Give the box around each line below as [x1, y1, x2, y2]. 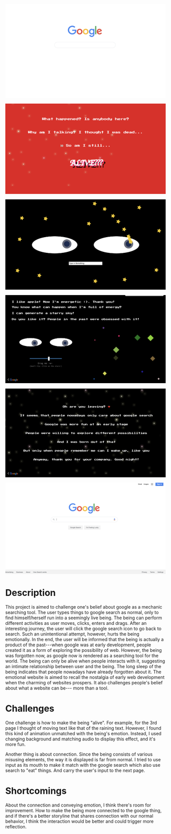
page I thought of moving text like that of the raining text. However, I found [5, 725, 161, 731]
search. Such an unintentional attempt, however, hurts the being [5, 631, 140, 637]
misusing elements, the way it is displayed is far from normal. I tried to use [5, 757, 161, 763]
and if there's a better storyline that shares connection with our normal [5, 813, 154, 819]
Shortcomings [5, 785, 67, 797]
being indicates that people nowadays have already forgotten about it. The [5, 669, 162, 675]
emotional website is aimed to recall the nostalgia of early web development [5, 674, 165, 680]
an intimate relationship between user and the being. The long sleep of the [5, 664, 162, 670]
